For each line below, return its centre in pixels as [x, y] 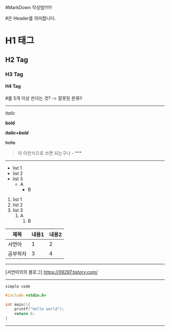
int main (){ [18, 304]
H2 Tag [17, 60]
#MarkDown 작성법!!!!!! [29, 7]
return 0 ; [25, 314]
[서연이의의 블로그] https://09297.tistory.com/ [52, 272]
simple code [18, 286]
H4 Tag [13, 86]
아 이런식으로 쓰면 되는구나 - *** [50, 153]
